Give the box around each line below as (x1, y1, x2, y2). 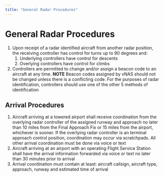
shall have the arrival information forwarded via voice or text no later (12, 151, 151, 157)
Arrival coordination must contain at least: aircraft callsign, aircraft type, (12, 161, 158, 167)
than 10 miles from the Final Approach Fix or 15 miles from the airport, (12, 124, 153, 131)
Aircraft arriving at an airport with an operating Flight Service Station (12, 145, 151, 151)
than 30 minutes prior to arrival (12, 156, 75, 162)
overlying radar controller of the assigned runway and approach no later (12, 119, 159, 125)
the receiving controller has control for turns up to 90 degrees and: (12, 50, 148, 56)
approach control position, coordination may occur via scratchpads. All (12, 135, 156, 141)
